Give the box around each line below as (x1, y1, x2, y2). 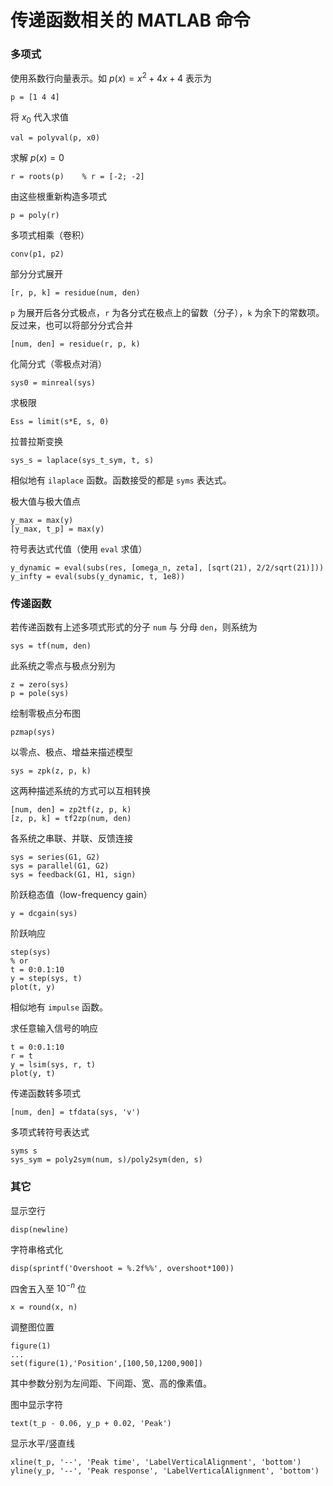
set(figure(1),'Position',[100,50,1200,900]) (10, 1359, 203, 1369)
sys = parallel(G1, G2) (10, 861, 110, 871)
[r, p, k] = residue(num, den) (10, 287, 141, 298)
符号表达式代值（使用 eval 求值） (10, 542, 148, 555)
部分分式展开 (10, 267, 63, 280)
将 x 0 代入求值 (10, 111, 69, 125)
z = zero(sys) (10, 680, 70, 690)
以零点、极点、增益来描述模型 (10, 746, 133, 758)
